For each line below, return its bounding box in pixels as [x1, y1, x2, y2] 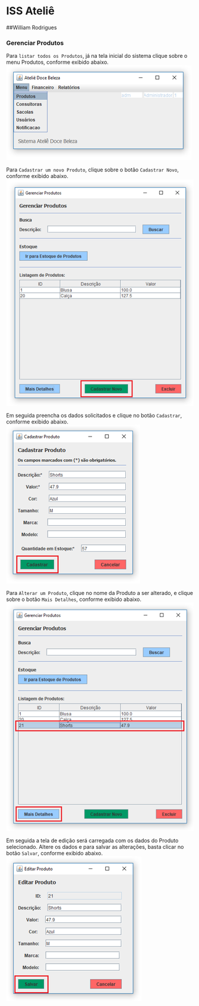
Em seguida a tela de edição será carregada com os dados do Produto [6, 837, 179, 844]
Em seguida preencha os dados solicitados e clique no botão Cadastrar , [6, 412, 182, 419]
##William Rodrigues [6, 24, 58, 31]
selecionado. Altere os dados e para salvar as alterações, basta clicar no [6, 843, 184, 850]
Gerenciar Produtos [6, 39, 64, 47]
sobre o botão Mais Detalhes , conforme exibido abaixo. [6, 596, 141, 603]
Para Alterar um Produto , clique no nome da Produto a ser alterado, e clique [6, 590, 194, 597]
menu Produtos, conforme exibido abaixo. [6, 58, 109, 66]
